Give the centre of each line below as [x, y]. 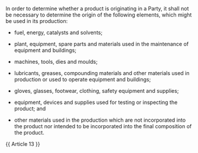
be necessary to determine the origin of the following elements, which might [99, 15]
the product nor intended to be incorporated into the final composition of [103, 126]
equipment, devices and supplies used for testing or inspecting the [96, 102]
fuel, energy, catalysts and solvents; [58, 32]
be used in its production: [37, 21]
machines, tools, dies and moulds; [56, 62]
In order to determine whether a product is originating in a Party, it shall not [97, 9]
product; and [30, 108]
